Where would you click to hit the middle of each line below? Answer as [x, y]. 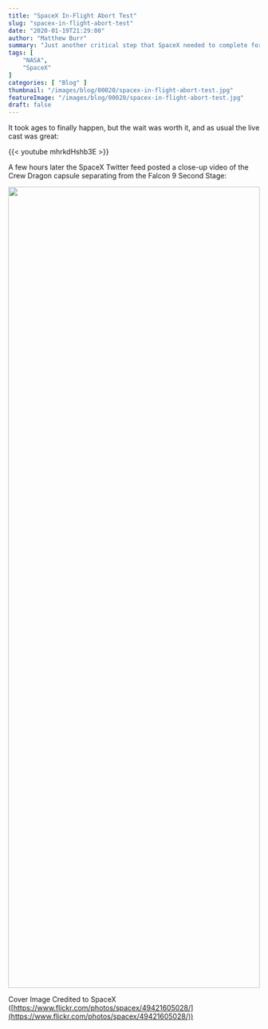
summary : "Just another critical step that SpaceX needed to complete [128, 46]
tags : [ [21, 53]
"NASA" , [35, 61]
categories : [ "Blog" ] [48, 82]
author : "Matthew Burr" [48, 38]
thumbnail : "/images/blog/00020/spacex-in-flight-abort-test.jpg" [121, 90]
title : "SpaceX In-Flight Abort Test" [73, 16]
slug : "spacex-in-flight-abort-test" [71, 23]
